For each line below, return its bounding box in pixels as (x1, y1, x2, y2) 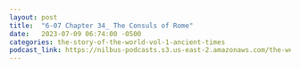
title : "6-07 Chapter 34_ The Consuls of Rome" (9, 21, 194, 30)
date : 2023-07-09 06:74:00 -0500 (9, 29, 142, 38)
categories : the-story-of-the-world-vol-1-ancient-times (9, 37, 226, 47)
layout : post (9, 12, 58, 22)
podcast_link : (9, 46, 62, 55)
